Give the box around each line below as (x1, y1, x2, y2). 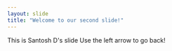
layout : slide (7, 10, 49, 17)
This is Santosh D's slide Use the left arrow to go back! (7, 36, 166, 44)
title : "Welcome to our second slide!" (7, 17, 124, 24)
